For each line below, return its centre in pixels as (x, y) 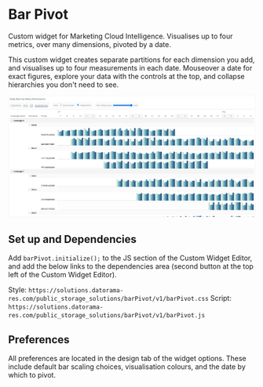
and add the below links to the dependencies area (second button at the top (131, 266)
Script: (221, 298)
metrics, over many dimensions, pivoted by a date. (89, 44)
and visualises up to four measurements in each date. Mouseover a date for (130, 67)
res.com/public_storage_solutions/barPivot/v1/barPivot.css (109, 299)
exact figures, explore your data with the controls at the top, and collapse (126, 76)
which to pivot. (32, 375)
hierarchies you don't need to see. (64, 85)
